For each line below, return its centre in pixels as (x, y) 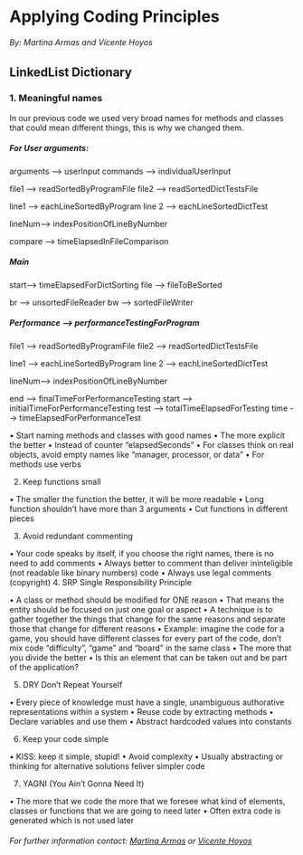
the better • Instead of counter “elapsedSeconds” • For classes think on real (151, 444)
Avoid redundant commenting (78, 536)
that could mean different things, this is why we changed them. (127, 128)
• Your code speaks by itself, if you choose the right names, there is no (142, 553)
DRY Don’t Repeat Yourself (72, 684)
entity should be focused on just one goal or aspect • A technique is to (141, 609)
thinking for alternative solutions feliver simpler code (107, 765)
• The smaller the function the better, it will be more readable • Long (137, 499)
